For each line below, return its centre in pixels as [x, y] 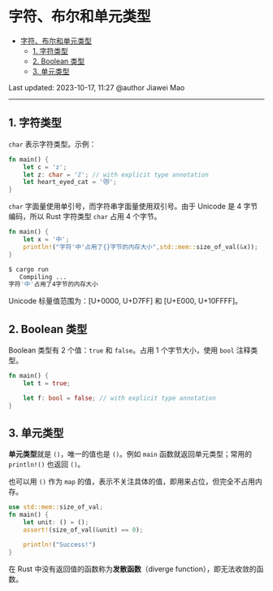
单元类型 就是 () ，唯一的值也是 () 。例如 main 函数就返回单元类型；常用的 [130, 454]
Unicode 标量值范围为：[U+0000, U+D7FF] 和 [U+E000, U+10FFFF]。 [125, 301]
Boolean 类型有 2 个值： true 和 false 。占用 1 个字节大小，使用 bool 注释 [130, 350]
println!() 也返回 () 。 [47, 464]
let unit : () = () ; [56, 523]
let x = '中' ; [46, 239]
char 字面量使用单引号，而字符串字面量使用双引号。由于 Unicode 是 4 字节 [133, 206]
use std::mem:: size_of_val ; [56, 507]
